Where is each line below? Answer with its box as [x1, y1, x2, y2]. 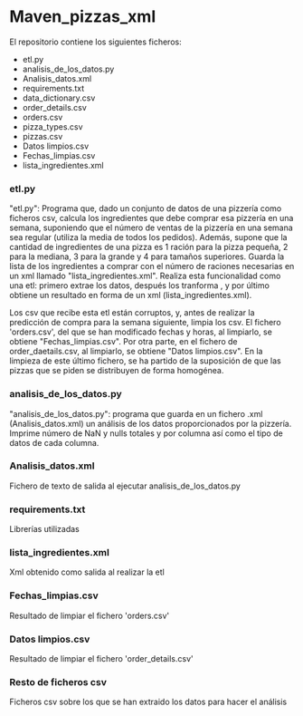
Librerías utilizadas [9, 524, 80, 535]
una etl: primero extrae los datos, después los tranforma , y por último [9, 280, 270, 291]
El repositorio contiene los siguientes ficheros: [9, 36, 183, 47]
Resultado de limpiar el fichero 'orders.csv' [9, 610, 170, 621]
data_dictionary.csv [22, 92, 96, 103]
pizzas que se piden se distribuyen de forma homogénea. [9, 365, 224, 376]
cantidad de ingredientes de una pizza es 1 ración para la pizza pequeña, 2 [9, 242, 289, 253]
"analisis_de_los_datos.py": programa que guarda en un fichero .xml [9, 408, 263, 419]
